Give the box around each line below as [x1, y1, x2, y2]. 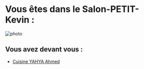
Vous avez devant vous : [5, 45, 83, 53]
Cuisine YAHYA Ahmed [12, 58, 60, 64]
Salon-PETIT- [82, 3, 139, 15]
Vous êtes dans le [5, 3, 80, 15]
